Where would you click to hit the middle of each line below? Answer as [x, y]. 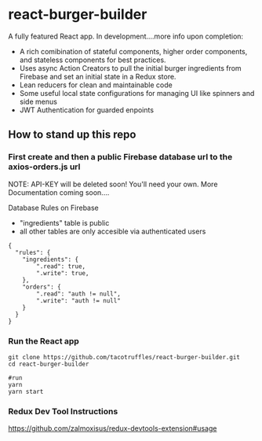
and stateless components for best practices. [93, 60]
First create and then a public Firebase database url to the [120, 157]
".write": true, [63, 273]
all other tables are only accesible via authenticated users [113, 231]
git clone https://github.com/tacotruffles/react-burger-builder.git [124, 357]
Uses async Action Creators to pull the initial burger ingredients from [130, 68]
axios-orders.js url [44, 167]
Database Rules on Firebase [54, 208]
